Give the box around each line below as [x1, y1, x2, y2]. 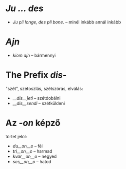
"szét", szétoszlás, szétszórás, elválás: [5, 85, 83, 91]
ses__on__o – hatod [12, 158, 52, 164]
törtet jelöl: [5, 133, 27, 139]
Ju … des [5, 3, 44, 14]
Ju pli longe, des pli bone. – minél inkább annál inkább [12, 19, 121, 25]
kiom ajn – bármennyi [12, 52, 56, 58]
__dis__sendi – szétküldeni [12, 100, 65, 106]
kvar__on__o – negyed [12, 153, 57, 159]
